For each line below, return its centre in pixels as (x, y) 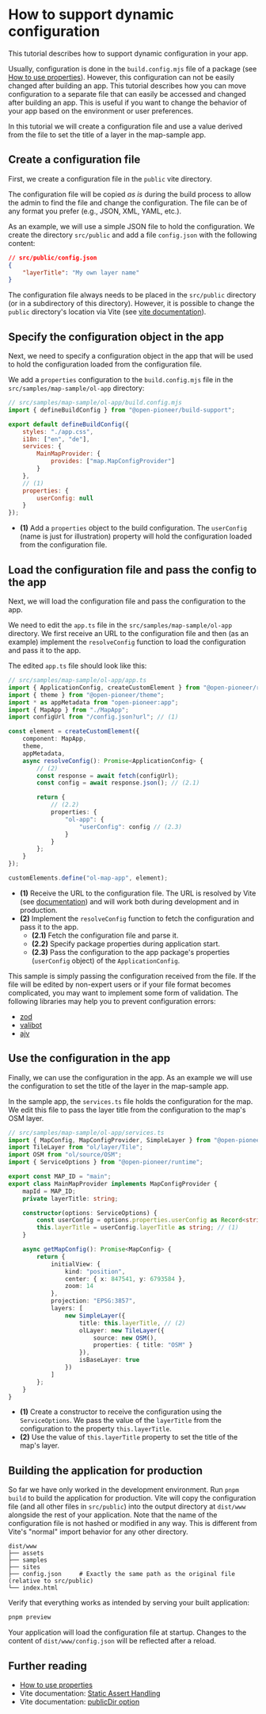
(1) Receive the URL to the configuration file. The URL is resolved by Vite (138, 893)
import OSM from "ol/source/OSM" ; (65, 1155)
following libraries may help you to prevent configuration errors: (112, 1001)
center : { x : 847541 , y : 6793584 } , (125, 1279)
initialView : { (76, 1264)
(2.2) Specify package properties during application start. (125, 943)
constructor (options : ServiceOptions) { (90, 1213)
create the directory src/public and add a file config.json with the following (133, 235)
